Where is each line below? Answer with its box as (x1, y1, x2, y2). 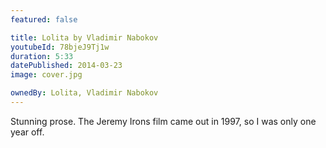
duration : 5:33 (10, 51, 74, 61)
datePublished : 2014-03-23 (10, 61, 123, 71)
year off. (10, 126, 45, 138)
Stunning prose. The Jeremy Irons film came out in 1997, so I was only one (10, 115, 317, 127)
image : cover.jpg (10, 70, 83, 80)
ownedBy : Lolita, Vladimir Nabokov (10, 88, 159, 98)
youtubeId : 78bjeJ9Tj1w (10, 42, 110, 52)
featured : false (10, 14, 78, 25)
